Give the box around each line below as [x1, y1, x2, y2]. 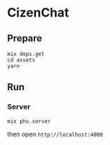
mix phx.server [7, 117, 51, 125]
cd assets [7, 57, 36, 64]
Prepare [7, 32, 43, 44]
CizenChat [7, 5, 69, 21]
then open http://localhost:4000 [7, 130, 103, 138]
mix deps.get [7, 50, 45, 57]
